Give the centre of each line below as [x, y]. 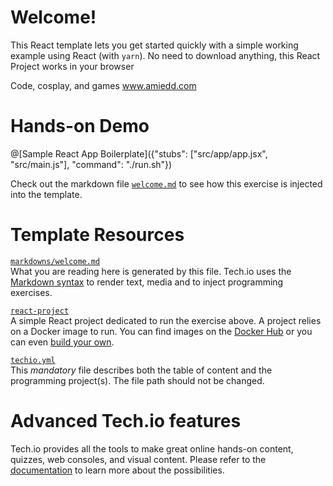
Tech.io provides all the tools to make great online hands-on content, [152, 448]
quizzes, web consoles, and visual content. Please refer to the [138, 459]
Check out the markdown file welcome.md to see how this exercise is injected [166, 183]
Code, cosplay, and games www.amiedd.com [103, 85]
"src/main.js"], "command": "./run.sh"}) [91, 164]
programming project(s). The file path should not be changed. [137, 380]
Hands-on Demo [80, 126]
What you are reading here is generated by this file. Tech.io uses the [151, 271]
